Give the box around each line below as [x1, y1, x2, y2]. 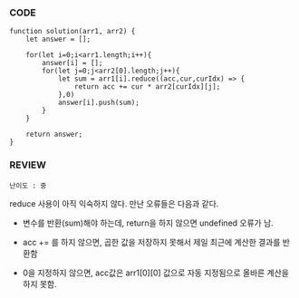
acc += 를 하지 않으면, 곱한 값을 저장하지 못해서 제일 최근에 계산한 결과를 [22, 236, 281, 247]
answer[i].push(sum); [57, 98, 140, 108]
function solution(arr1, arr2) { [9, 27, 136, 36]
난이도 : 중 [9, 181, 47, 190]
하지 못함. [22, 278, 57, 289]
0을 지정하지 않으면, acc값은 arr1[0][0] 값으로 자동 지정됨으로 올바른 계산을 [22, 267, 290, 278]
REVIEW [9, 159, 47, 171]
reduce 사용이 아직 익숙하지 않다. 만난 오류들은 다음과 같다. [9, 197, 219, 209]
